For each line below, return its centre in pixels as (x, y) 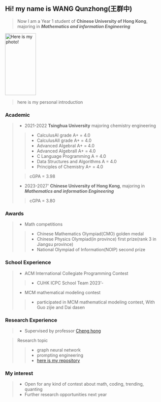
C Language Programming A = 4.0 (71, 156)
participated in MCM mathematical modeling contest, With (96, 302)
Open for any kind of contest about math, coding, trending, (84, 384)
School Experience (28, 263)
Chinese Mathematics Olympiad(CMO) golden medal (90, 234)
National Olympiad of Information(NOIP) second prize (91, 250)
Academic (18, 115)
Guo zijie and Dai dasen (61, 307)
